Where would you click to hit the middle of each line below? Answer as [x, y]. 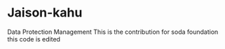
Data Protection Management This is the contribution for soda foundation [113, 32]
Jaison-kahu [45, 13]
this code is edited [34, 39]
